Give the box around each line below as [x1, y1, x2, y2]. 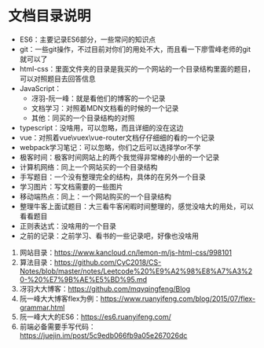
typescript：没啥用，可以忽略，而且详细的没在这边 [19, 123, 184, 132]
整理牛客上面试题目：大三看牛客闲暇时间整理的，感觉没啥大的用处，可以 [19, 201, 254, 211]
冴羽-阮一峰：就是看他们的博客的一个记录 [31, 93, 167, 103]
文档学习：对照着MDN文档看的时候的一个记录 [31, 103, 179, 112]
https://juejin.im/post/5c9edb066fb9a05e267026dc [19, 331, 188, 340]
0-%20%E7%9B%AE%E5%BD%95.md [19, 274, 148, 284]
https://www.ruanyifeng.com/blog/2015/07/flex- [100, 294, 256, 303]
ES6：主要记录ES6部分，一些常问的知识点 [19, 35, 156, 44]
